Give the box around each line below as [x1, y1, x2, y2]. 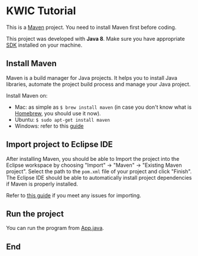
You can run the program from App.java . [6, 225, 105, 232]
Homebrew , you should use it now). [14, 109, 102, 116]
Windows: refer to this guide [14, 122, 84, 129]
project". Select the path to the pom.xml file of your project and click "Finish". [6, 167, 192, 175]
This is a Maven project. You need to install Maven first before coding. [6, 24, 177, 31]
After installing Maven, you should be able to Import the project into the [6, 155, 180, 162]
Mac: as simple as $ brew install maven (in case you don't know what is [14, 103, 192, 111]
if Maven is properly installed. [6, 180, 79, 187]
